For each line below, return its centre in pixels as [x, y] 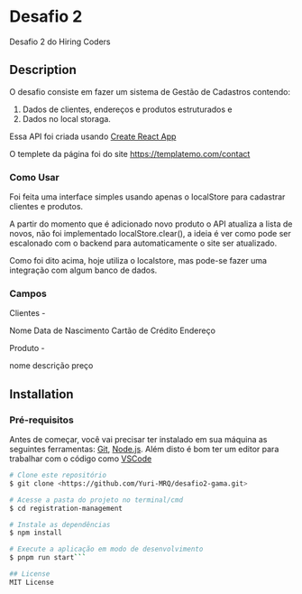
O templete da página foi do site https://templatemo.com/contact [130, 153]
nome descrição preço [51, 366]
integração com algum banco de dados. [83, 270]
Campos [28, 293]
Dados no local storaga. [66, 118]
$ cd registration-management [66, 508]
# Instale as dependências [60, 524]
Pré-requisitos [41, 420]
